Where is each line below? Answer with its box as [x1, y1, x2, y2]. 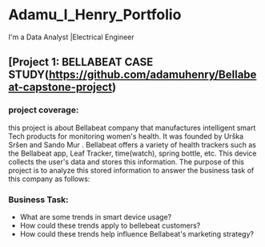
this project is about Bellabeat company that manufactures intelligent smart [8, 123, 256, 132]
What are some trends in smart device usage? [19, 212, 172, 221]
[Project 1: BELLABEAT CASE [8, 55, 154, 69]
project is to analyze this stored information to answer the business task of [8, 165, 255, 175]
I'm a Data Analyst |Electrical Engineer [8, 32, 135, 42]
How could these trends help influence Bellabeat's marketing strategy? [19, 229, 255, 238]
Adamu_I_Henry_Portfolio [8, 6, 182, 24]
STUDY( [8, 68, 50, 82]
